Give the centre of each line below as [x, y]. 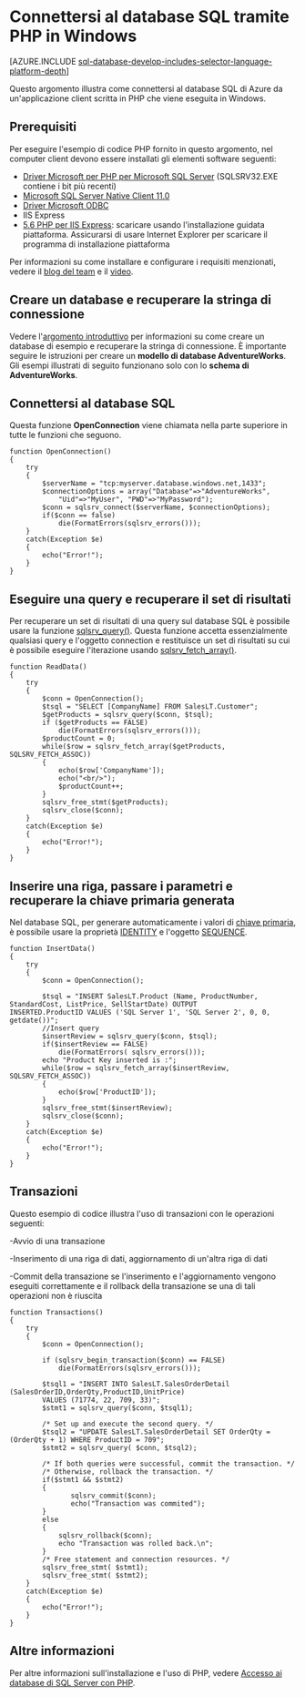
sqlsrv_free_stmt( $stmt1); [95, 1567]
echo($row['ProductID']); [107, 1092]
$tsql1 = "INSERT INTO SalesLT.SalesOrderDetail [136, 1384]
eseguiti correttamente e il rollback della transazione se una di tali [132, 1285]
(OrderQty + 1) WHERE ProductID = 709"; [87, 1440]
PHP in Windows [73, 36]
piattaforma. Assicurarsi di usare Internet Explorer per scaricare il [145, 234]
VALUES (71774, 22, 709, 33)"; [102, 1400]
